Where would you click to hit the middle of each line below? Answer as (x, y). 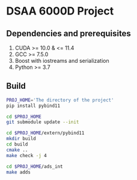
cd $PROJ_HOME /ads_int (35, 166)
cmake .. (17, 150)
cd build (17, 144)
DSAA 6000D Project (60, 11)
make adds (19, 172)
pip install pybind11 (33, 106)
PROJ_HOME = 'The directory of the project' (60, 100)
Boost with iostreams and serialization (62, 61)
